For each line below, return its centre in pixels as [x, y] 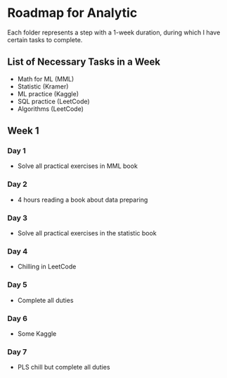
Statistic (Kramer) [43, 86]
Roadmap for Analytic [72, 13]
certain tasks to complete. [45, 39]
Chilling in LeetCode [47, 267]
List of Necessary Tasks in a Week [84, 62]
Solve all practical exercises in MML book [78, 166]
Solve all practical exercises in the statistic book [87, 233]
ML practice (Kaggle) [48, 93]
